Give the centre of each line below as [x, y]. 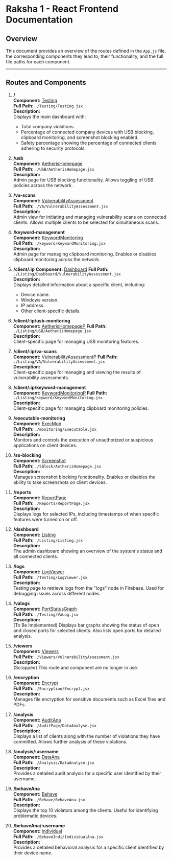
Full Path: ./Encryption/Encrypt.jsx [51, 688]
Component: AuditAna [37, 720]
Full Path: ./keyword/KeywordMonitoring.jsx [59, 243]
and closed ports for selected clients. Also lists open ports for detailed [87, 630]
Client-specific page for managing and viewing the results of [77, 372]
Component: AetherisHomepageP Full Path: [60, 326]
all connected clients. [35, 556]
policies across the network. [43, 185]
